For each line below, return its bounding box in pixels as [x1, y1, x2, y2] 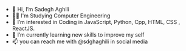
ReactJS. [12, 25, 35, 32]
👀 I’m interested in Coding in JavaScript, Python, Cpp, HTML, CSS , [12, 19, 181, 25]
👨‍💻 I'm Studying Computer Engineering [12, 12, 111, 19]
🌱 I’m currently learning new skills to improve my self [12, 31, 145, 38]
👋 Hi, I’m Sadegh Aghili [12, 6, 70, 13]
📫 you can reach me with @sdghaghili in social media [12, 38, 148, 45]
